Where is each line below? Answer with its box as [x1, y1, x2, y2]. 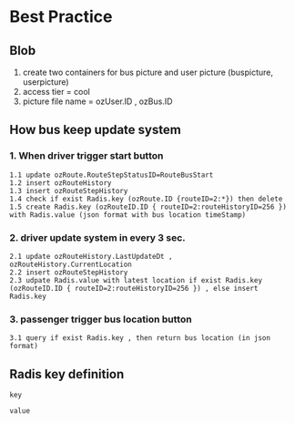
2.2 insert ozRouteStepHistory [9, 267, 128, 277]
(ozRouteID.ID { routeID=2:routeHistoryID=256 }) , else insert [9, 284, 259, 293]
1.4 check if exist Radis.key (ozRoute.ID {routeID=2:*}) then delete [9, 194, 283, 203]
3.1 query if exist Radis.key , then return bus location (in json [9, 334, 271, 343]
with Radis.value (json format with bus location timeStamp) [9, 210, 247, 220]
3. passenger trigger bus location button [9, 313, 193, 325]
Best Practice [9, 6, 113, 27]
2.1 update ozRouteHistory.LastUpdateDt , [9, 252, 173, 261]
